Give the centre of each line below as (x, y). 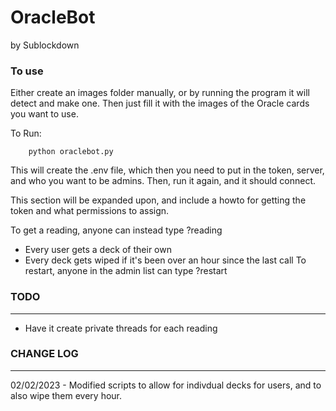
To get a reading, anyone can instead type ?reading (116, 230)
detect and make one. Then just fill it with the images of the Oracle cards (160, 103)
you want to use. (44, 114)
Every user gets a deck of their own (98, 250)
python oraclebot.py (71, 152)
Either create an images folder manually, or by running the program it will (160, 93)
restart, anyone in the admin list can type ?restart (126, 271)
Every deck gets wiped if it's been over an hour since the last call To (165, 260)
